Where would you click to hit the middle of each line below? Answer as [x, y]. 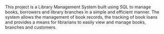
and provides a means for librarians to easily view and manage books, [76, 22]
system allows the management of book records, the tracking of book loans [81, 17]
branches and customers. [31, 27]
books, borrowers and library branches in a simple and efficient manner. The [82, 12]
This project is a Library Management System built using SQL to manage [78, 7]
